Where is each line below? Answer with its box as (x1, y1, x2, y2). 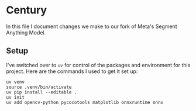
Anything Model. (6, 29, 46, 36)
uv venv (6, 79, 25, 85)
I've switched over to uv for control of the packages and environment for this (6, 61, 191, 68)
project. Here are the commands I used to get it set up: (6, 68, 138, 75)
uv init (6, 94, 25, 100)
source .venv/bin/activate (6, 84, 72, 90)
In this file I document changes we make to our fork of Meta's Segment (6, 23, 177, 30)
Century (6, 4, 47, 17)
